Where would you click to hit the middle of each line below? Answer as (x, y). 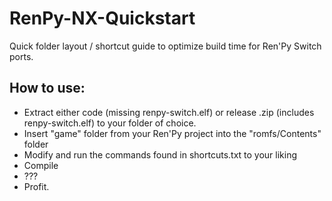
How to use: (47, 88)
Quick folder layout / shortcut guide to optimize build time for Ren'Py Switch (165, 46)
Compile (41, 165)
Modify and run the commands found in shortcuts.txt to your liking (160, 154)
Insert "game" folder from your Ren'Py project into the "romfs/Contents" (172, 133)
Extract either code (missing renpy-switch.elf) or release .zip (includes (169, 112)
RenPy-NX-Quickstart (102, 18)
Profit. (36, 186)
